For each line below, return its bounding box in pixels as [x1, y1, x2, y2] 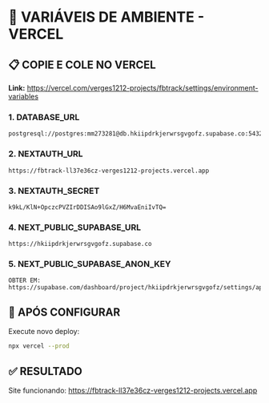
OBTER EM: [8, 276, 42, 284]
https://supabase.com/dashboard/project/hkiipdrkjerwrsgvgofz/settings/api [8, 284, 267, 292]
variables [8, 92, 38, 101]
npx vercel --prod [8, 342, 70, 350]
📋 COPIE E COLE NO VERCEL [8, 58, 156, 71]
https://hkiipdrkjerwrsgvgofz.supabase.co [8, 240, 152, 248]
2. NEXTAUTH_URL [8, 148, 83, 159]
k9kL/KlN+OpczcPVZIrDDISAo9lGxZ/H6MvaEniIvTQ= [8, 203, 167, 212]
